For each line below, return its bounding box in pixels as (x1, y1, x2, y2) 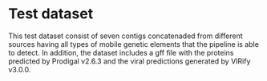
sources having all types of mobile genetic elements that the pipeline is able (8, 39, 259, 48)
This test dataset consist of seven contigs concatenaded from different (8, 31, 243, 40)
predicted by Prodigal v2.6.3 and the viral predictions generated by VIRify (8, 56, 251, 66)
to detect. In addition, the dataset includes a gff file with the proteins (8, 48, 234, 57)
